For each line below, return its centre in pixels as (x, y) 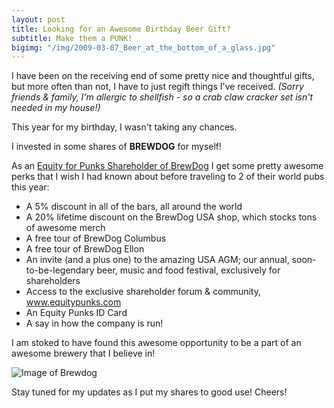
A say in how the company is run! (94, 323)
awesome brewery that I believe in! (83, 353)
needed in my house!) (56, 108)
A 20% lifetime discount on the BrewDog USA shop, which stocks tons (171, 217)
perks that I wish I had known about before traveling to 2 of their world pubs (168, 177)
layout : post (38, 19)
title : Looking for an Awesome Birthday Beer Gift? (121, 29)
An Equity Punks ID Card (76, 313)
